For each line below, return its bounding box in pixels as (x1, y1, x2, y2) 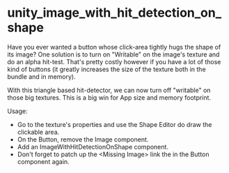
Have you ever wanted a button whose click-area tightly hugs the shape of (7, 43, 221, 51)
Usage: (7, 107, 28, 115)
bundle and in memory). (7, 72, 77, 81)
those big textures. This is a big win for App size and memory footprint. (7, 93, 211, 102)
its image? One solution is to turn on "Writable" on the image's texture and (7, 50, 220, 59)
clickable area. (17, 128, 60, 136)
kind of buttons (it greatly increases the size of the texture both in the (7, 65, 207, 73)
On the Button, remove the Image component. (17, 135, 149, 144)
